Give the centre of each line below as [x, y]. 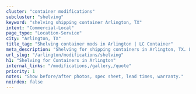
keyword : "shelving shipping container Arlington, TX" [74, 22]
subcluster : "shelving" [35, 17]
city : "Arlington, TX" [34, 39]
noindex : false [24, 82]
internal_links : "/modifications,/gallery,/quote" [69, 66]
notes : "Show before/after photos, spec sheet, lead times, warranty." [95, 76]
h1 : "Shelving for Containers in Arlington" [61, 60]
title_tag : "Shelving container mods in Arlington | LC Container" [90, 44]
